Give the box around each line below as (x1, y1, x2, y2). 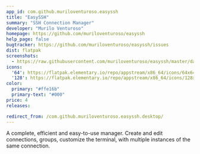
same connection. (6, 142, 51, 149)
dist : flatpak (6, 48, 42, 54)
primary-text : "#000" (11, 92, 65, 98)
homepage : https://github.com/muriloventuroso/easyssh (6, 31, 145, 37)
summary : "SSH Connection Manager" (6, 20, 95, 26)
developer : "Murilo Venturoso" (6, 25, 84, 32)
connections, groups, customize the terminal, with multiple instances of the (6, 136, 190, 143)
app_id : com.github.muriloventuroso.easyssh (6, 8, 118, 15)
